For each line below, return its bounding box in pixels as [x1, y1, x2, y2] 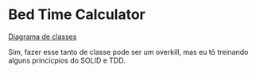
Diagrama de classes [8, 32, 77, 41]
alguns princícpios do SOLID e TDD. [8, 56, 126, 65]
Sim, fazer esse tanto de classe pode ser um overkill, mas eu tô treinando [8, 47, 249, 56]
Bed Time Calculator [8, 6, 145, 24]
